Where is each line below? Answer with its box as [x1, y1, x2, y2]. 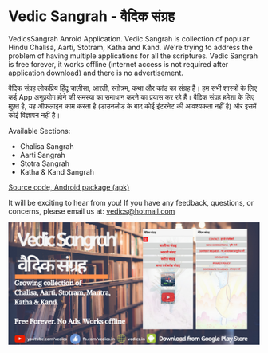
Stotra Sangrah [19, 159, 70, 168]
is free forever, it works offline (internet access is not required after [8, 59, 229, 69]
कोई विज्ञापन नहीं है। [8, 110, 61, 120]
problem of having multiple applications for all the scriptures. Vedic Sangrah [8, 51, 258, 61]
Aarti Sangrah [19, 150, 65, 159]
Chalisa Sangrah [19, 141, 74, 151]
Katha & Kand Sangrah [19, 167, 94, 176]
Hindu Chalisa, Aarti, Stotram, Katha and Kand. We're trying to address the [8, 42, 253, 52]
